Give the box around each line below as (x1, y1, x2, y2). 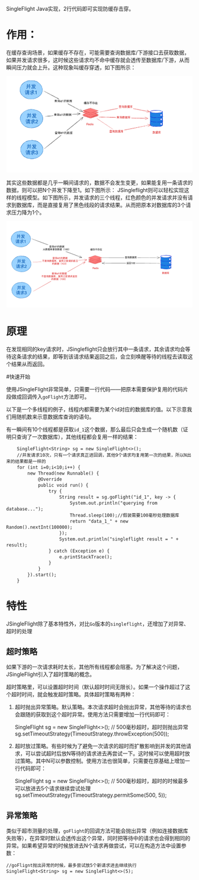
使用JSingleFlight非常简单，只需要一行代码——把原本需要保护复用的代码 (6, 385, 184, 392)
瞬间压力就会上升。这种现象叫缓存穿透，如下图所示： (6, 64, 136, 71)
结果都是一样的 (14, 458, 46, 464)
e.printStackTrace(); (59, 554, 113, 560)
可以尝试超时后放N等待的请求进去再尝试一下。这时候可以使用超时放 (25, 750, 191, 757)
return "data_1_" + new (69, 518, 129, 524)
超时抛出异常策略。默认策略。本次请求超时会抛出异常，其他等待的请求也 (14, 703, 191, 711)
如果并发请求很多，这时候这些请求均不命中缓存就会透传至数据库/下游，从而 (6, 56, 190, 64)
